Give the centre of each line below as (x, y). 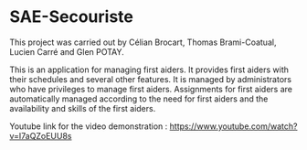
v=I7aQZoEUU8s (41, 135)
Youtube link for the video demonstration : (89, 126)
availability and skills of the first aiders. (83, 108)
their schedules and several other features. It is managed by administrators (151, 79)
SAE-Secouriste (72, 17)
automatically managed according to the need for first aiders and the (139, 99)
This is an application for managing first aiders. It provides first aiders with (149, 70)
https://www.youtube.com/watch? (233, 126)
